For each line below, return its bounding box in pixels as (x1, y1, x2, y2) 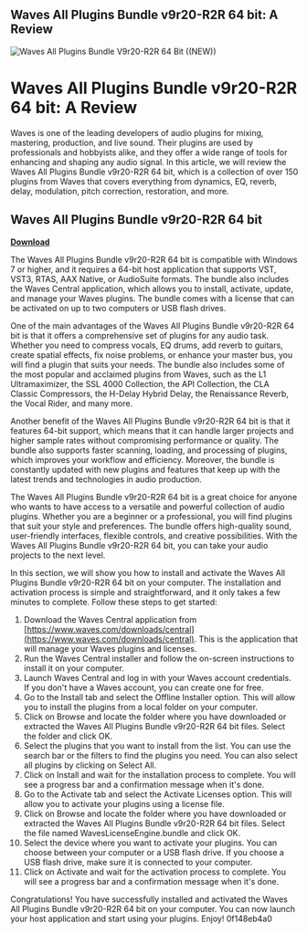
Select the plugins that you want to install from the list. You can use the (23, 739, 291, 751)
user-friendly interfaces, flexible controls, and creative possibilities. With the (10, 529, 298, 541)
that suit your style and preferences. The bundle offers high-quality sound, (10, 520, 291, 531)
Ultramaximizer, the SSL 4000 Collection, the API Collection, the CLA (10, 378, 270, 389)
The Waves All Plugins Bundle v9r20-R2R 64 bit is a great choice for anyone (10, 491, 298, 502)
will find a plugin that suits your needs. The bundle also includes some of (10, 359, 285, 370)
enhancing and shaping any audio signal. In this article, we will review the (10, 156, 287, 167)
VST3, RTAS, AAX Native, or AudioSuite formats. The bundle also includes (10, 273, 290, 284)
